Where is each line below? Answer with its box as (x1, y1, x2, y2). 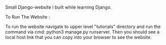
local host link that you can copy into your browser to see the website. (5, 34, 152, 40)
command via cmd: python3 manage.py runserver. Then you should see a (5, 29, 160, 34)
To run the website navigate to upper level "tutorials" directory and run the (5, 23, 161, 29)
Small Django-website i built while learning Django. (5, 4, 112, 10)
